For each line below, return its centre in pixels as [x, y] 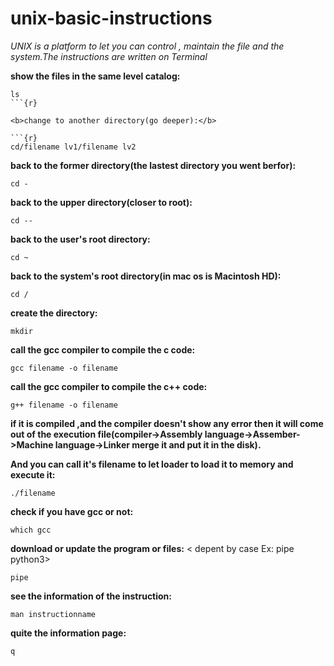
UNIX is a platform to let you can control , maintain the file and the [147, 46]
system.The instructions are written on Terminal [109, 56]
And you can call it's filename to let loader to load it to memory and [152, 464]
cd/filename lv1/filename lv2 [73, 147]
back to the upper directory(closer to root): [101, 202]
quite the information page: [68, 633]
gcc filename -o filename [64, 368]
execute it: [33, 474]
